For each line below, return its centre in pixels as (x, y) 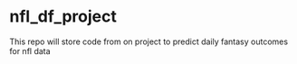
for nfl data (30, 50)
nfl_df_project (63, 17)
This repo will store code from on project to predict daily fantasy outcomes (148, 41)
